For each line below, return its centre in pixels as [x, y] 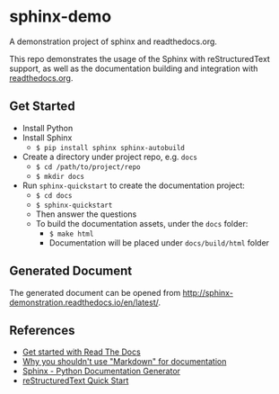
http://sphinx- [208, 292]
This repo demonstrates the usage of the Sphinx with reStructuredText [140, 58]
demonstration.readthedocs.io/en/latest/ [84, 302]
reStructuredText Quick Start [75, 381]
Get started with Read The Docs [81, 352]
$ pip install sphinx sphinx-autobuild [110, 148]
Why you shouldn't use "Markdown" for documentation [124, 362]
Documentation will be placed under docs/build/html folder [159, 242]
